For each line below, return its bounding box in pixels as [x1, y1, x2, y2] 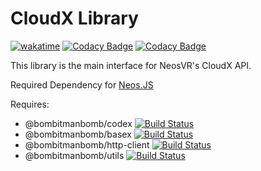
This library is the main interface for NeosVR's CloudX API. [10, 59, 252, 71]
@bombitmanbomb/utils [24, 149, 125, 161]
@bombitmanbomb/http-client [24, 138, 150, 151]
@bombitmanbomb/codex [24, 117, 133, 129]
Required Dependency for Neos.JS [10, 78, 154, 91]
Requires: [10, 98, 50, 110]
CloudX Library [10, 7, 139, 30]
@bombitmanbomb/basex [24, 128, 132, 140]
